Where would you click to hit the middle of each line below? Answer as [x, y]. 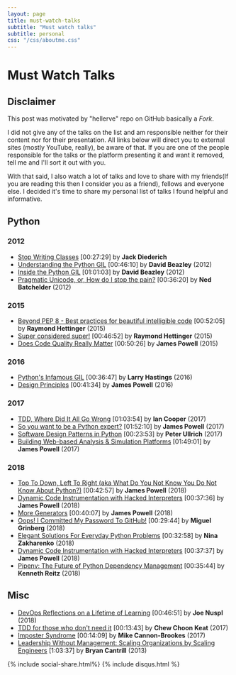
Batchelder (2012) [44, 287]
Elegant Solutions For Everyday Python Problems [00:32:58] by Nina [118, 536]
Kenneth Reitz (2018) [49, 573]
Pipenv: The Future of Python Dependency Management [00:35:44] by [121, 566]
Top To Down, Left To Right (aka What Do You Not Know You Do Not [117, 483]
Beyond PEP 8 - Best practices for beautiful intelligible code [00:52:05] [121, 321]
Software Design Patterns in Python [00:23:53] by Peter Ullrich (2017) [120, 434]
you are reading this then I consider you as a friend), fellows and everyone [116, 184]
